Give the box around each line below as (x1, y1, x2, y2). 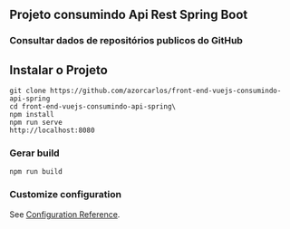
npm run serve (9, 118, 63, 128)
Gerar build (9, 147, 61, 159)
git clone (9, 86, 47, 96)
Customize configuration (9, 188, 122, 201)
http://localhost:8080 (9, 126, 95, 135)
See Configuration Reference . (9, 208, 121, 220)
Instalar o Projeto (9, 62, 109, 78)
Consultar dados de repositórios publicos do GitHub (9, 34, 243, 47)
